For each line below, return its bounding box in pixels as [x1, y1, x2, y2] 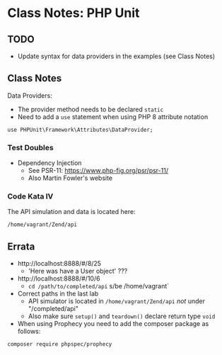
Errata [7, 240, 35, 252]
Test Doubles [7, 142, 54, 152]
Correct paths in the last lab [17, 289, 99, 298]
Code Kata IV [7, 191, 54, 201]
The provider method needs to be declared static [17, 105, 164, 113]
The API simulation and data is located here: [7, 208, 136, 216]
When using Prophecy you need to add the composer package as [17, 320, 209, 328]
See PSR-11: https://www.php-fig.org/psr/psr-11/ [28, 167, 168, 175]
